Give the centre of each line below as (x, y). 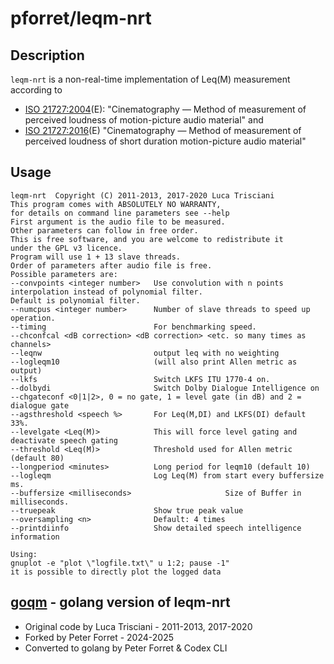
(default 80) (37, 458)
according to (36, 90)
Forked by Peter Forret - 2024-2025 (99, 637)
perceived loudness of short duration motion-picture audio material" (165, 141)
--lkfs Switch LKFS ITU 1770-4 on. (140, 379)
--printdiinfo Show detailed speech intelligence (156, 528)
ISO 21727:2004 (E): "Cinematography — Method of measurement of (165, 109)
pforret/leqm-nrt (81, 18)
